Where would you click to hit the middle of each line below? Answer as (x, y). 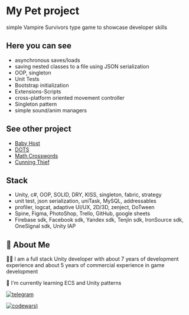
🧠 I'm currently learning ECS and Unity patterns (64, 283)
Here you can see (39, 46)
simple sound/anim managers (51, 110)
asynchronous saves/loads (48, 60)
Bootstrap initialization (42, 85)
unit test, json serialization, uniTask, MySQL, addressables (85, 201)
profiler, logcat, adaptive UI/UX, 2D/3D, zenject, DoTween (84, 207)
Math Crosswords (36, 155)
